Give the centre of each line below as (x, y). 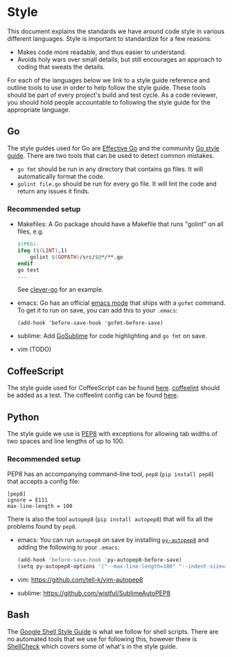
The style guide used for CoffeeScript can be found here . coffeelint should (114, 388)
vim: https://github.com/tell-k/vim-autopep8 (80, 579)
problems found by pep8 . (42, 527)
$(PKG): (28, 244)
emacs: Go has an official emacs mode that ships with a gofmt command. (121, 303)
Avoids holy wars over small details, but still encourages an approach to (119, 59)
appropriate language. (39, 109)
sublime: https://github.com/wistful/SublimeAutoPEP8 (94, 593)
